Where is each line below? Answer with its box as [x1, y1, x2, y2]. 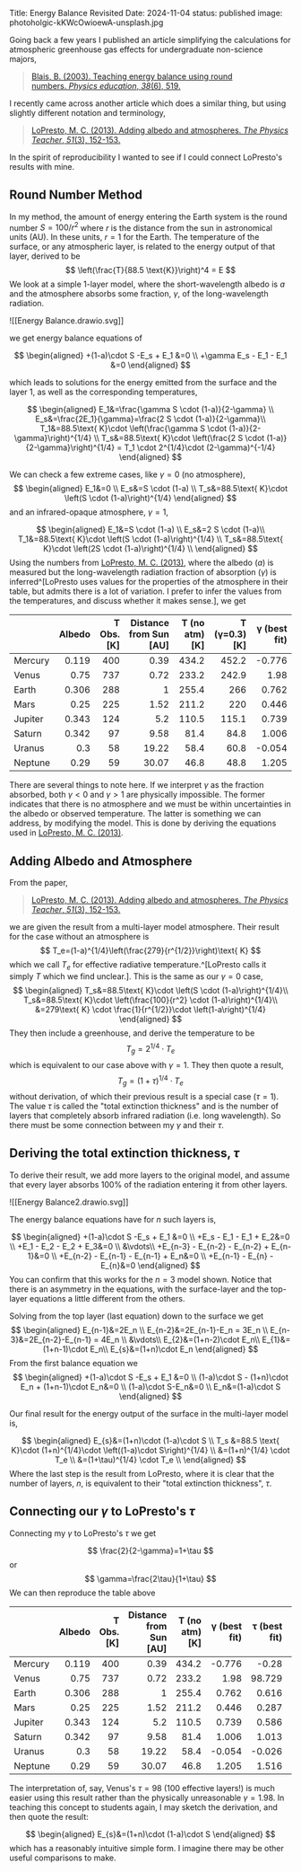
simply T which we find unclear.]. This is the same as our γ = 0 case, [9, 971, 263, 982]
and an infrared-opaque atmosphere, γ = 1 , [9, 507, 168, 517]
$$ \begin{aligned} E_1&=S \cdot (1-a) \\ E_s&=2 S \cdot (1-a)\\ [35, 525, 266, 535]
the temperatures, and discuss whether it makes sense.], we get [9, 596, 246, 606]
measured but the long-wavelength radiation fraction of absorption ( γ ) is [9, 567, 277, 578]
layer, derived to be [9, 251, 81, 261]
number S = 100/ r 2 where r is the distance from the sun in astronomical [9, 220, 273, 233]
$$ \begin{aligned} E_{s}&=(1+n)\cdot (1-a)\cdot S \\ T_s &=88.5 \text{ [21, 1435, 280, 1445]
